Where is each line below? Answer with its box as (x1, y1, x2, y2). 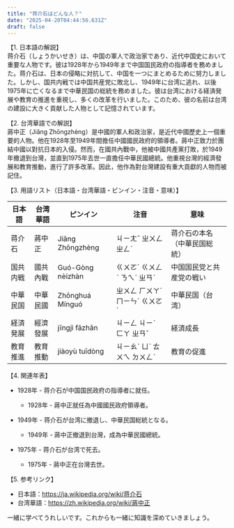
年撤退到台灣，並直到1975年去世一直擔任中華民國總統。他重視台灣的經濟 (7, 154, 216, 163)
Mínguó (57, 299, 83, 309)
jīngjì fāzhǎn (57, 323, 98, 333)
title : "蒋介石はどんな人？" (7, 10, 82, 17)
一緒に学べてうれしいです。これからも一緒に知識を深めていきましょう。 (7, 513, 214, 522)
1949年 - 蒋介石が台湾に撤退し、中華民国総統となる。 (17, 416, 172, 424)
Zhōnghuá (57, 291, 92, 301)
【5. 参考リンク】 (7, 475, 57, 483)
